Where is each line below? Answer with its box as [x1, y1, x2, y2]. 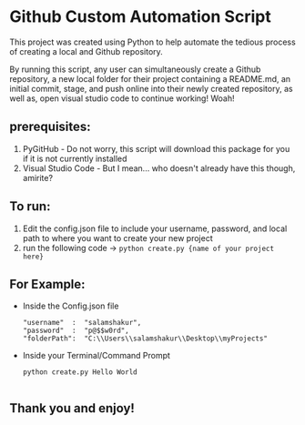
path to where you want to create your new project [22, 232, 213, 243]
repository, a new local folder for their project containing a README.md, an [9, 73, 291, 84]
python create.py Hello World [22, 368, 138, 377]
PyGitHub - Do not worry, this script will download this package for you [22, 143, 290, 154]
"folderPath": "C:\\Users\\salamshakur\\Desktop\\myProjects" [22, 334, 269, 343]
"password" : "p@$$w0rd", [22, 326, 129, 336]
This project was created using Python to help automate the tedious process [9, 36, 296, 47]
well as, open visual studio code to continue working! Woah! [9, 93, 235, 104]
